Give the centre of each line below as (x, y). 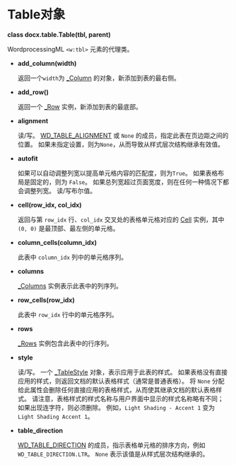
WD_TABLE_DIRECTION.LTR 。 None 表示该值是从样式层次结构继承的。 (113, 454)
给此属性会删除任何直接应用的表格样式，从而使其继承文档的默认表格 (117, 389)
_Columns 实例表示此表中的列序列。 (70, 286)
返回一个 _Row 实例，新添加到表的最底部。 (80, 106)
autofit (28, 158)
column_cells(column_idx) (57, 242)
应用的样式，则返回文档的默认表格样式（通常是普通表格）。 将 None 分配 (121, 381)
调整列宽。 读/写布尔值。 (60, 190)
